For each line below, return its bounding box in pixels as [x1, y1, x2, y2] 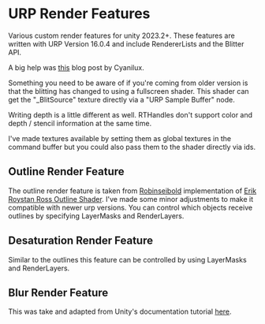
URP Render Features [8, 5, 151, 23]
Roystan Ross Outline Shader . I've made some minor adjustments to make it [8, 194, 254, 203]
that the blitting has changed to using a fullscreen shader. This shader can [8, 86, 250, 95]
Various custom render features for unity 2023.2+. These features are [8, 31, 235, 40]
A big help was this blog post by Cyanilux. [8, 62, 144, 72]
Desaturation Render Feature [8, 234, 154, 248]
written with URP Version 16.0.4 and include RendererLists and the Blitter [8, 39, 244, 48]
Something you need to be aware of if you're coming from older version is [8, 78, 248, 88]
